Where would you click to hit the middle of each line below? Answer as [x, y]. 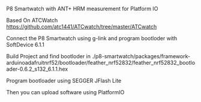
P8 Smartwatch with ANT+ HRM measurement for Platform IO [82, 9]
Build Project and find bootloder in [49, 56]
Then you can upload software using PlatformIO [65, 92]
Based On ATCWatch [32, 20]
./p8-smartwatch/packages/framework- [141, 56]
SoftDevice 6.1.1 [25, 45]
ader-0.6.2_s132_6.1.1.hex [37, 69]
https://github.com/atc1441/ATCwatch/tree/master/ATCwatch [82, 27]
